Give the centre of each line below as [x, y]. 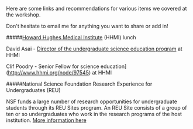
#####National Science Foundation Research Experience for [79, 84]
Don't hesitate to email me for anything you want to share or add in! [87, 26]
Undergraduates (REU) [33, 90]
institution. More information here [46, 120]
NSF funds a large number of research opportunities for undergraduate [92, 101]
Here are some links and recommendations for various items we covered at [96, 9]
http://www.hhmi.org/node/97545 [49, 72]
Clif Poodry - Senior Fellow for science [53, 66]
